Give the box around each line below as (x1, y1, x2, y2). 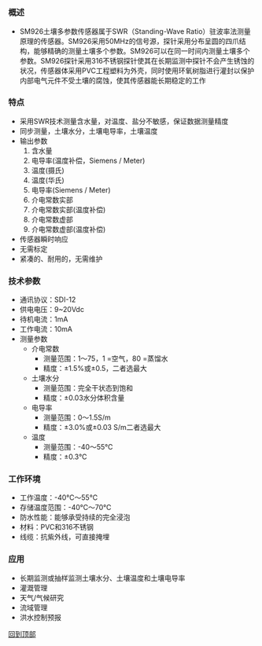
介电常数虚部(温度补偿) (31, 224, 106, 233)
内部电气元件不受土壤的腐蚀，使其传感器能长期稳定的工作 (19, 75, 206, 85)
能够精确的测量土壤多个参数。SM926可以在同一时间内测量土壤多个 (33, 46, 250, 56)
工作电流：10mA (19, 325, 73, 334)
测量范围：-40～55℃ (42, 442, 113, 452)
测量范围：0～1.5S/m (42, 413, 112, 422)
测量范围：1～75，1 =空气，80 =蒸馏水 (42, 354, 168, 363)
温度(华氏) (31, 175, 65, 185)
